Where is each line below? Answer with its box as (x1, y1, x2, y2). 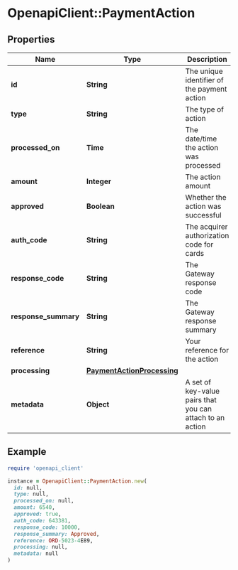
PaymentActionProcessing (86, 366, 178, 375)
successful (185, 210, 222, 220)
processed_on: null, (13, 498, 74, 505)
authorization (185, 231, 229, 240)
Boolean (86, 201, 115, 211)
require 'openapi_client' (7, 464, 84, 472)
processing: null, (13, 544, 69, 551)
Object (86, 399, 110, 409)
